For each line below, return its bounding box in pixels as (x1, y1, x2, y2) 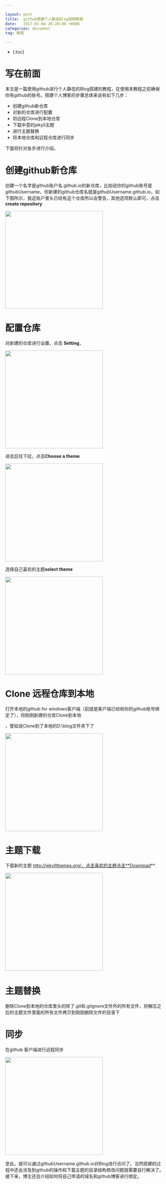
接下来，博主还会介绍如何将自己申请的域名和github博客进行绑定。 (5, 1173, 142, 1179)
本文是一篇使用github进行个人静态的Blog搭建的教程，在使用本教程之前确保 (5, 86, 160, 92)
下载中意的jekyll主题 (12, 122, 54, 128)
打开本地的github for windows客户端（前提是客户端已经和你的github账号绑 (5, 705, 160, 712)
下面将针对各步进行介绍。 (5, 145, 58, 152)
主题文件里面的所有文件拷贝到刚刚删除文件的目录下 (14, 1009, 120, 1015)
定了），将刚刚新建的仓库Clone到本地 (5, 712, 81, 718)
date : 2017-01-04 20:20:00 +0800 (5, 21, 80, 26)
